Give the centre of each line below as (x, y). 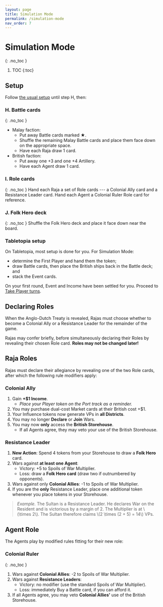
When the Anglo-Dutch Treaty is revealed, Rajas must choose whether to (78, 318)
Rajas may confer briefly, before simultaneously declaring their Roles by (77, 338)
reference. (15, 200)
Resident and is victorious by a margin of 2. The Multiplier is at (80, 509)
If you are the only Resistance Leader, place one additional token (77, 489)
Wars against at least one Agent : (45, 463)
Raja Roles (21, 359)
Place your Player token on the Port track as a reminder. (76, 404)
